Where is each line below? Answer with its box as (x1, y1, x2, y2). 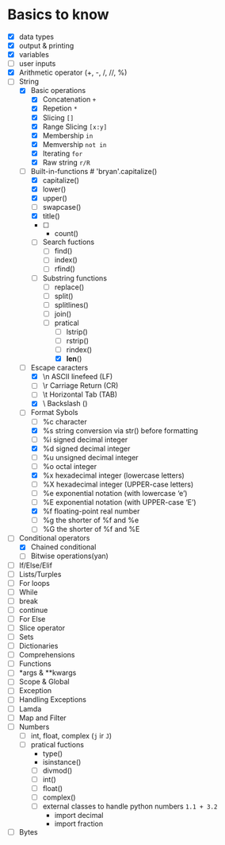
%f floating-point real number (42, 506, 140, 516)
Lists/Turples (18, 569, 62, 579)
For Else (18, 614, 46, 623)
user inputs (18, 59, 56, 68)
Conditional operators (18, 533, 90, 543)
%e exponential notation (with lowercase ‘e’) (42, 489, 188, 498)
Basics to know (7, 6, 109, 24)
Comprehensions (18, 650, 75, 660)
